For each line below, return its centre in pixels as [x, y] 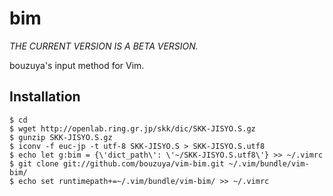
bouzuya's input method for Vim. [77, 65]
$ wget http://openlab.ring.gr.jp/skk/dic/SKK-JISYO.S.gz [132, 128]
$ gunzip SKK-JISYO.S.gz [61, 137]
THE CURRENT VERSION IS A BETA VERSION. [104, 46]
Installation [45, 97]
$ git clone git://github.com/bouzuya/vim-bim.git [117, 163]
